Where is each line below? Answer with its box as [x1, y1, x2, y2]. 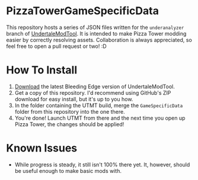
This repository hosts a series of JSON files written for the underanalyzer [6, 24, 184, 31]
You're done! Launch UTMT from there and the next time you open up [14, 114, 186, 121]
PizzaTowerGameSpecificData [6, 4, 159, 18]
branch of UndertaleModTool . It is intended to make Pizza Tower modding [6, 30, 187, 37]
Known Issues [6, 142, 78, 155]
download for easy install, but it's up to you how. [14, 95, 133, 102]
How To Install [6, 63, 78, 77]
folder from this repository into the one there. [14, 108, 126, 115]
